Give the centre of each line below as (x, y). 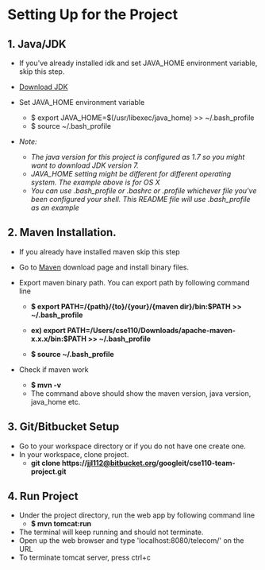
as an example (55, 207)
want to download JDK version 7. (85, 165)
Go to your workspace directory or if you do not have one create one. (132, 446)
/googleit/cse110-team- (196, 463)
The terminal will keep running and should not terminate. (111, 532)
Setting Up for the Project (93, 15)
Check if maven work (54, 369)
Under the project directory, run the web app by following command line (137, 515)
